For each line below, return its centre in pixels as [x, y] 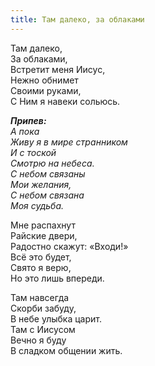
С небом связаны [48, 173]
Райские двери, [44, 235]
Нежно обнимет [44, 80]
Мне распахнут [43, 225]
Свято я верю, [41, 267]
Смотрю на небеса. [52, 163]
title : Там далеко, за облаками [77, 19]
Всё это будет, [41, 257]
